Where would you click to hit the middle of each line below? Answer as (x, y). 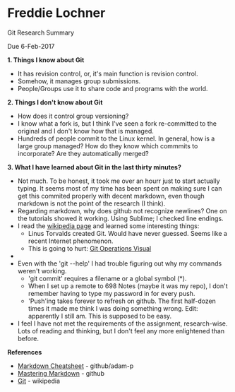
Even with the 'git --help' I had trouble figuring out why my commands (120, 263)
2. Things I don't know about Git (55, 102)
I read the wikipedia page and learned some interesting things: (108, 226)
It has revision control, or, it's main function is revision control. (108, 73)
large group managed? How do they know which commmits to (108, 145)
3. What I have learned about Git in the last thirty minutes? (94, 167)
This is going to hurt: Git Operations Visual (90, 248)
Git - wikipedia (39, 381)
